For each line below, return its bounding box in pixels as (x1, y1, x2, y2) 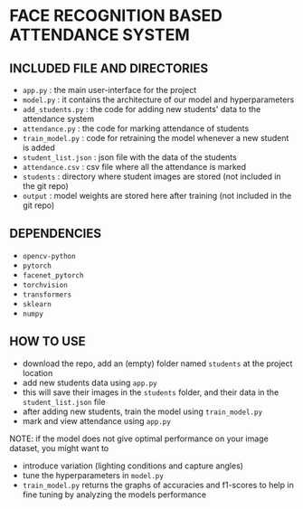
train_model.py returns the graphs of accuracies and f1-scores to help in (22, 479, 294, 490)
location (22, 367, 53, 378)
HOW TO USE (9, 334, 86, 349)
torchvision (22, 280, 68, 289)
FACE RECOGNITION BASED (9, 5, 223, 26)
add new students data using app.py (22, 377, 158, 388)
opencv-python (22, 251, 76, 260)
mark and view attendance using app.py (22, 415, 172, 426)
